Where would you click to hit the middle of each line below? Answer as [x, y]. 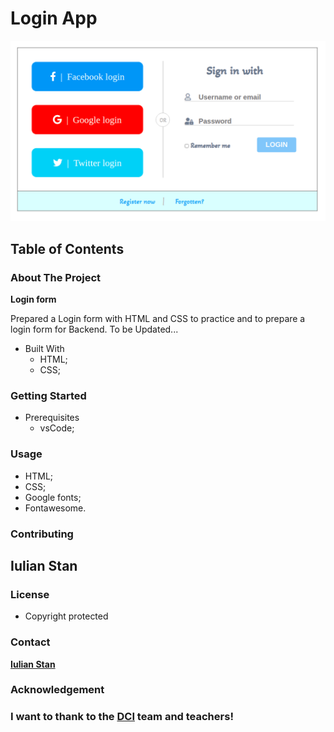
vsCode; [57, 428]
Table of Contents [67, 248]
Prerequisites [52, 418]
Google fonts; [53, 497]
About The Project [56, 277]
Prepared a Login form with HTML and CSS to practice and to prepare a [158, 319]
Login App [54, 18]
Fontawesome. [55, 508]
